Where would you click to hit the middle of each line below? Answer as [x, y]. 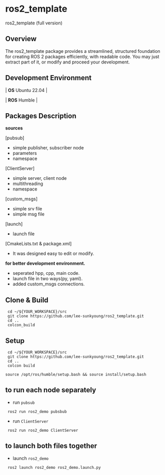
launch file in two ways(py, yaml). [47, 279]
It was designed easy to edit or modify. [53, 254]
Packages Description [41, 116]
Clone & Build [27, 300]
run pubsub [24, 402]
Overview [21, 39]
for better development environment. [45, 263]
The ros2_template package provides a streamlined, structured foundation [83, 51]
